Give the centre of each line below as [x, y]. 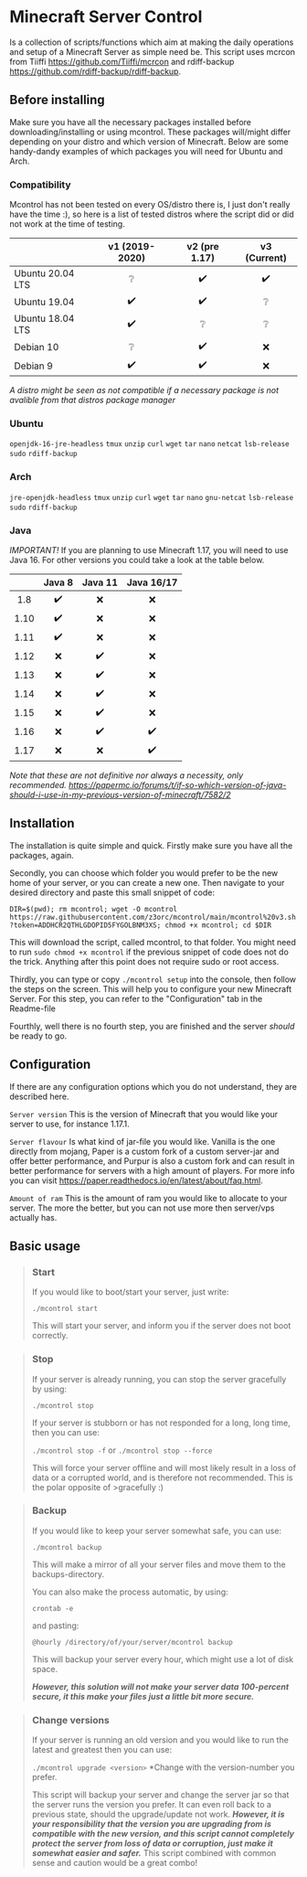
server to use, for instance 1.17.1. [69, 1124]
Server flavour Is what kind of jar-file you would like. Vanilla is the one [143, 1141]
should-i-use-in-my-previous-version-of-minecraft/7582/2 [120, 795]
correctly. [50, 1336]
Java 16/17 [152, 582]
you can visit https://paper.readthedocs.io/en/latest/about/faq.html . [136, 1180]
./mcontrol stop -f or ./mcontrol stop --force [122, 1450]
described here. [39, 1096]
